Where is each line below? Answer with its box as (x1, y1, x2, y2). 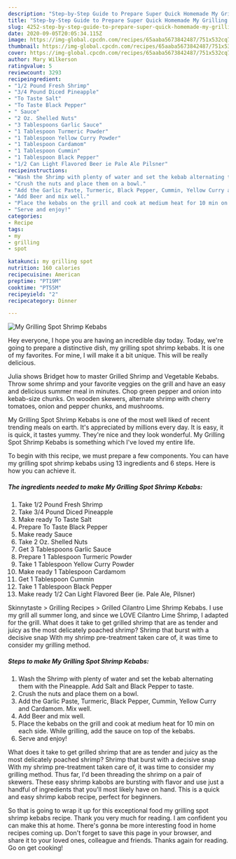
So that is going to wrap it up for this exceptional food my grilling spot (8, 806, 209, 815)
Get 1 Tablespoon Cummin (18, 575, 95, 584)
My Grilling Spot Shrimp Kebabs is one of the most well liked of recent (8, 416, 210, 424)
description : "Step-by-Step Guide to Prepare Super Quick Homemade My (8, 10, 218, 18)
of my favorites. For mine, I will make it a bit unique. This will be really (8, 351, 209, 360)
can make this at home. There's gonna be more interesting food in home (8, 821, 216, 830)
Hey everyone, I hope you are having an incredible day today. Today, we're (8, 336, 223, 345)
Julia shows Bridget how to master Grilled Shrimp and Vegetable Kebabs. (8, 372, 219, 381)
